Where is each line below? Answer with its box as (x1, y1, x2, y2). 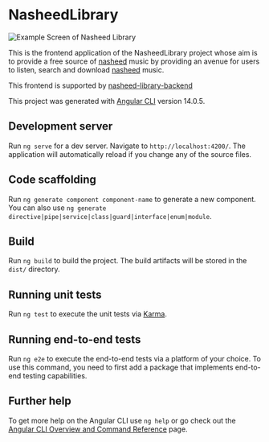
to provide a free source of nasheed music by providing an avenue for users (8, 56, 260, 66)
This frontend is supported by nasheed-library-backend (8, 81, 193, 90)
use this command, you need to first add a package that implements (8, 362, 234, 372)
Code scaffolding (8, 173, 96, 187)
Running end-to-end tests (8, 333, 141, 346)
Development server (8, 119, 113, 134)
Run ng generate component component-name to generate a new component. (8, 194, 257, 204)
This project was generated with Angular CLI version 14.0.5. (8, 96, 206, 105)
